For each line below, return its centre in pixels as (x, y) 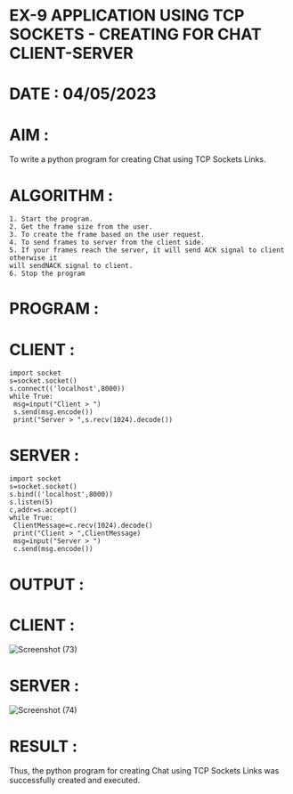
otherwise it (33, 258)
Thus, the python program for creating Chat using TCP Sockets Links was (144, 771)
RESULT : (44, 746)
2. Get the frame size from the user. (81, 227)
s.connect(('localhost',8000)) (67, 389)
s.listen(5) (31, 502)
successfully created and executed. (75, 781)
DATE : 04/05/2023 (83, 94)
